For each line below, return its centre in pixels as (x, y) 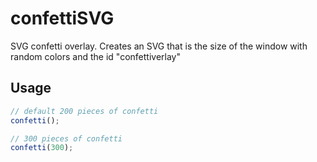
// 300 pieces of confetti (66, 138)
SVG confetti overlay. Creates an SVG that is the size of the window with (159, 46)
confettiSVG (62, 18)
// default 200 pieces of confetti (84, 111)
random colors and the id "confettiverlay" (95, 56)
